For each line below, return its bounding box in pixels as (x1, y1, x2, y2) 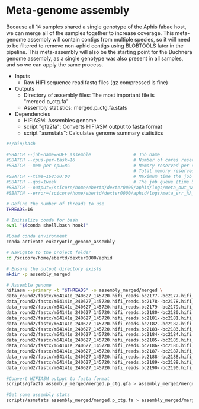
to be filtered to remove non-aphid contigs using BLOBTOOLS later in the (6, 42, 184, 49)
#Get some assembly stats (6, 392, 70, 398)
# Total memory (133, 168, 171, 174)
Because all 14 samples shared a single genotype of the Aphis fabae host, (6, 23, 187, 30)
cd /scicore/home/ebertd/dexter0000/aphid (6, 255, 113, 261)
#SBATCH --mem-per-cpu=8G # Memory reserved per (6, 163, 190, 169)
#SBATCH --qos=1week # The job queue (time (6, 179, 190, 185)
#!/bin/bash (6, 141, 36, 147)
